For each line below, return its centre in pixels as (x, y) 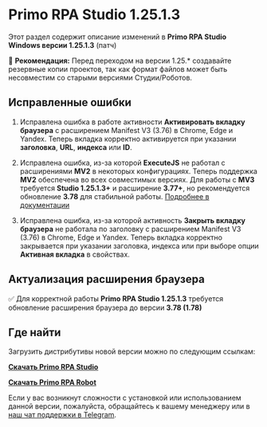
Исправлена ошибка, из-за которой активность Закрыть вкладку (132, 220)
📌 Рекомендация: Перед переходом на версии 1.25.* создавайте (120, 61)
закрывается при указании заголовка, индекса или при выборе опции (139, 245)
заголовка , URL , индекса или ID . (76, 147)
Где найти (35, 332)
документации (45, 205)
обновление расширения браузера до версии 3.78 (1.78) (105, 308)
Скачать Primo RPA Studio (53, 367)
